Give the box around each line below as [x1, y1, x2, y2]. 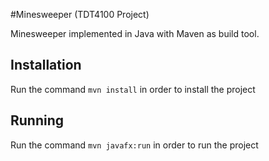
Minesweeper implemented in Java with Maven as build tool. [10, 28, 260, 39]
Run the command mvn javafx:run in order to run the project [10, 139, 259, 151]
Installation [10, 57, 82, 74]
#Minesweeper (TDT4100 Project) [10, 9, 150, 20]
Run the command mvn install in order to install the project [10, 83, 256, 95]
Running [10, 112, 65, 129]
